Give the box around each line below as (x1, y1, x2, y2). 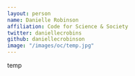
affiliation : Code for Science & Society (7, 23, 129, 30)
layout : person (7, 10, 51, 17)
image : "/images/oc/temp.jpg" (7, 42, 95, 49)
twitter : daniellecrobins (7, 29, 82, 37)
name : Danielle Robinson (7, 17, 79, 23)
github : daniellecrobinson (7, 36, 85, 43)
